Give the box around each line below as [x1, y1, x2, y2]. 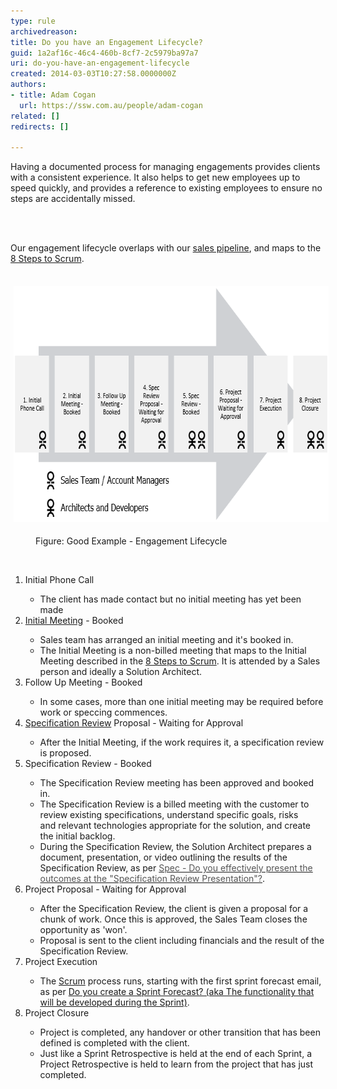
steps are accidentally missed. [10, 193, 136, 205]
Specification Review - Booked [24, 758, 152, 770]
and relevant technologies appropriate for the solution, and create [39, 820, 312, 832]
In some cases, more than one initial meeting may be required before [39, 696, 324, 708]
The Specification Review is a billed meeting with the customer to [39, 798, 310, 810]
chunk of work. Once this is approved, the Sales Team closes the [39, 913, 308, 925]
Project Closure [24, 1007, 90, 1019]
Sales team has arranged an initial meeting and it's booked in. [39, 634, 294, 646]
